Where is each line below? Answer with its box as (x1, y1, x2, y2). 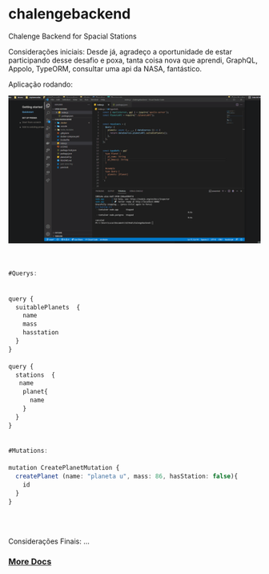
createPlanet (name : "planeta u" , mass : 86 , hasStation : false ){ (15, 472, 239, 480)
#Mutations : (8, 447, 48, 455)
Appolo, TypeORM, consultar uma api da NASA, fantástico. (8, 63, 203, 73)
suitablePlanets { (15, 303, 81, 311)
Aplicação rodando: (8, 79, 74, 89)
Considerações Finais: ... (8, 536, 90, 546)
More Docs (8, 556, 52, 568)
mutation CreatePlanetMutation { (8, 464, 120, 472)
